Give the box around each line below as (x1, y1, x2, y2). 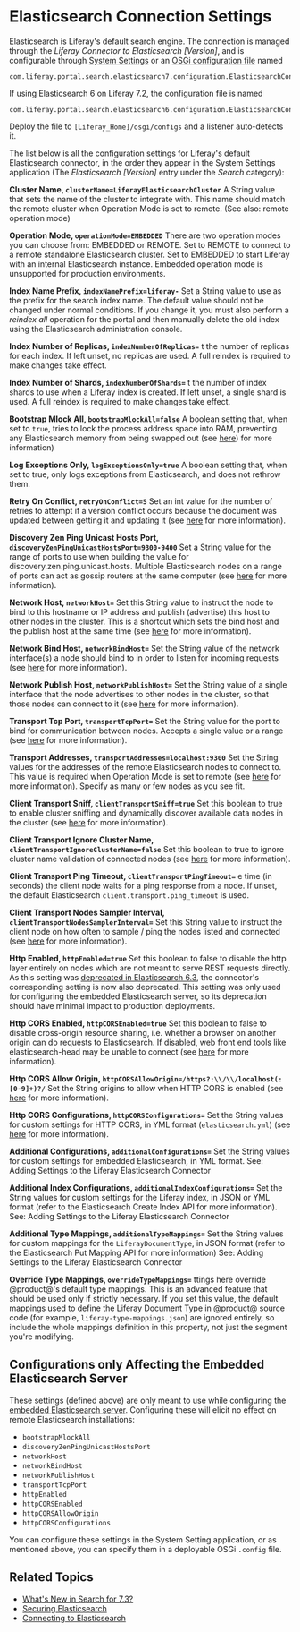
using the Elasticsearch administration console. (9, 323, 183, 334)
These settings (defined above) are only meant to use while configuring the (9, 1395, 287, 1406)
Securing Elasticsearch (21, 1602, 107, 1613)
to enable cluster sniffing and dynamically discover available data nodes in (9, 807, 284, 818)
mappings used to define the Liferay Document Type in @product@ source (9, 1303, 286, 1313)
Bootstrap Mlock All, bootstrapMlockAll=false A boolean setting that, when (9, 414, 288, 424)
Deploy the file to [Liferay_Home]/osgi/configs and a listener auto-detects (9, 121, 284, 132)
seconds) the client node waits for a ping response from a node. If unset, (9, 880, 278, 891)
